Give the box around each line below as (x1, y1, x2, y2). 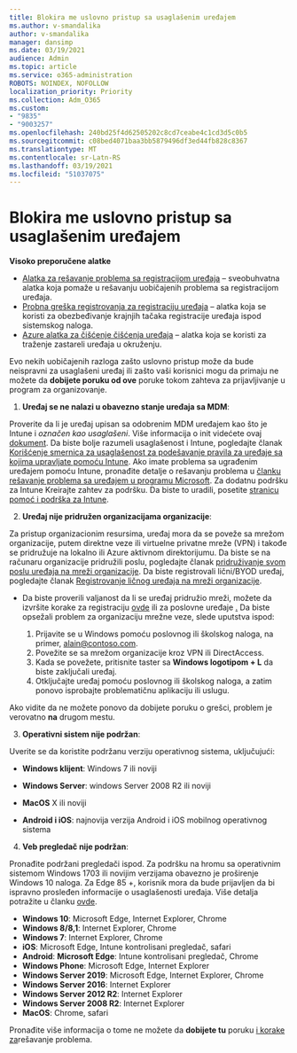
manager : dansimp (9, 37, 74, 47)
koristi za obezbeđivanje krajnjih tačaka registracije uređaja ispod (21, 311, 262, 322)
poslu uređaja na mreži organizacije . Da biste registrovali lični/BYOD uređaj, (9, 566, 285, 577)
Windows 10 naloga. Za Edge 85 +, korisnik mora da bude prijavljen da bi (9, 877, 275, 888)
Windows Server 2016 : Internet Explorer (21, 979, 171, 990)
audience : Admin (9, 54, 69, 63)
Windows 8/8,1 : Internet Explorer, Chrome (21, 923, 177, 933)
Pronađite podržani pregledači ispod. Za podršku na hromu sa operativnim (9, 859, 281, 870)
